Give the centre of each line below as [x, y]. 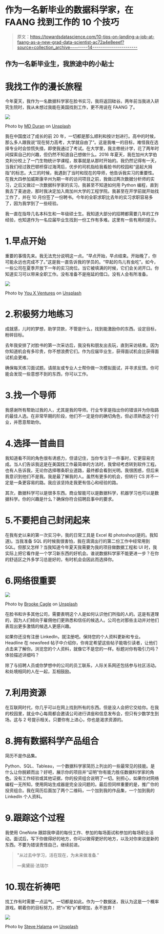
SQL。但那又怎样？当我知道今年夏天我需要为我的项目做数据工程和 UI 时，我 [81, 547]
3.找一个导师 [31, 395]
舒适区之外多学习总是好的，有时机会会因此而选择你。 [62, 559]
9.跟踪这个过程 [35, 818]
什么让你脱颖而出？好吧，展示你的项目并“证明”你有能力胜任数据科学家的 [78, 772]
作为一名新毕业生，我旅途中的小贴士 [60, 64]
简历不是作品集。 [22, 755]
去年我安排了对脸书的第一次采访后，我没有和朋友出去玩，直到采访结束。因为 [82, 345]
